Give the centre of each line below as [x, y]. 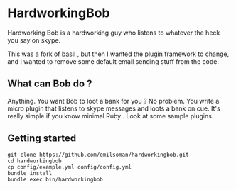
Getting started [42, 139]
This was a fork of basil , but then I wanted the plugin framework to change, [118, 54]
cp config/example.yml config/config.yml [70, 167]
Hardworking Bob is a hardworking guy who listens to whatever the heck [114, 33]
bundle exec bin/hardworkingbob [55, 179]
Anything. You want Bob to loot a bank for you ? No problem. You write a [113, 101]
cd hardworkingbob [34, 161]
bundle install [30, 173]
